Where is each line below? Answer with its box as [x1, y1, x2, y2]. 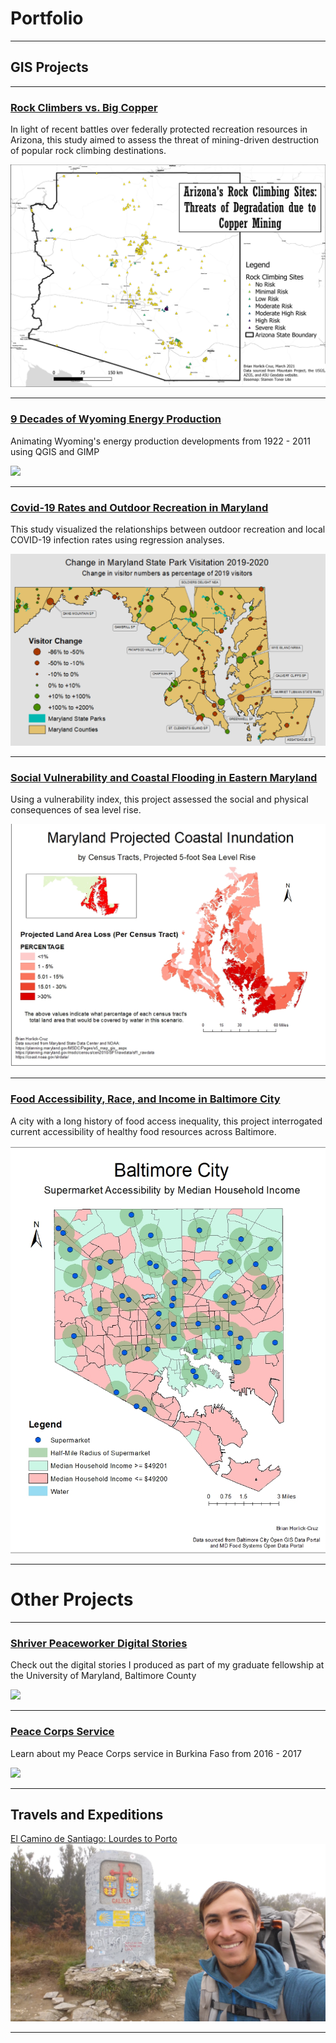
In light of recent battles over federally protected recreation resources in [10, 123, 308, 136]
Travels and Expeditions [10, 1806, 164, 1823]
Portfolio [10, 7, 84, 30]
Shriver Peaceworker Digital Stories [10, 1636, 188, 1650]
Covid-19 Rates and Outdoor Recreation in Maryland [10, 500, 269, 514]
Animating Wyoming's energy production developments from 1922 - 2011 [10, 435, 311, 447]
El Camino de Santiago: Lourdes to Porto [10, 1833, 178, 1845]
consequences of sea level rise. [10, 803, 142, 816]
